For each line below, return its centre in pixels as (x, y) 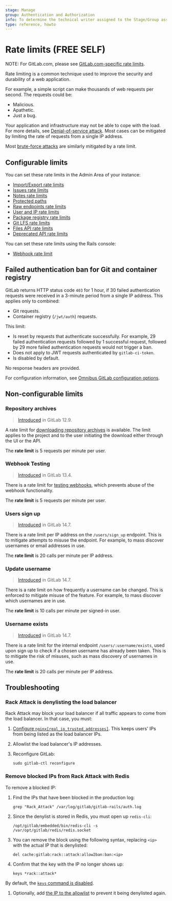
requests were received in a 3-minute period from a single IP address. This (84, 295)
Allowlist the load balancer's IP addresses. (57, 744)
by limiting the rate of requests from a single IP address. (64, 136)
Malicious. (24, 105)
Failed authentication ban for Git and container (81, 270)
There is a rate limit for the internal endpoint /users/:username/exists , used (85, 645)
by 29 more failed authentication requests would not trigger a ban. (83, 347)
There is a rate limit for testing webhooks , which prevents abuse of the (80, 485)
